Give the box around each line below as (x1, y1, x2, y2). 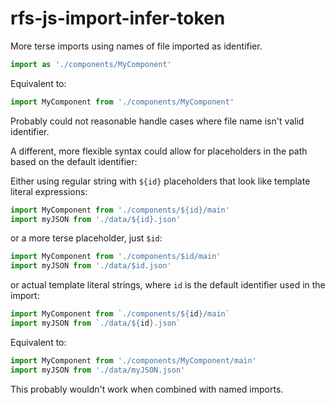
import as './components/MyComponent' (10, 59, 172, 69)
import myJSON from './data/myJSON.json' (10, 365, 186, 375)
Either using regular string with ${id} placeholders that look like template (10, 175, 311, 187)
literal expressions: (10, 185, 88, 197)
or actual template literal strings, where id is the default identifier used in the (10, 279, 326, 291)
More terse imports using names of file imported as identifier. (10, 40, 263, 52)
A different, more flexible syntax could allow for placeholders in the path (10, 145, 308, 157)
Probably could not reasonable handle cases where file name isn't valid (10, 115, 305, 127)
